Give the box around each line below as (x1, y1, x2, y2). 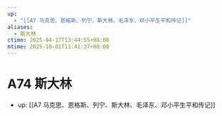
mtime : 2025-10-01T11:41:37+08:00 (7, 43, 110, 50)
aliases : (7, 23, 33, 30)
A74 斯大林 (7, 76, 72, 92)
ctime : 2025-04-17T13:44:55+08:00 (7, 37, 110, 44)
